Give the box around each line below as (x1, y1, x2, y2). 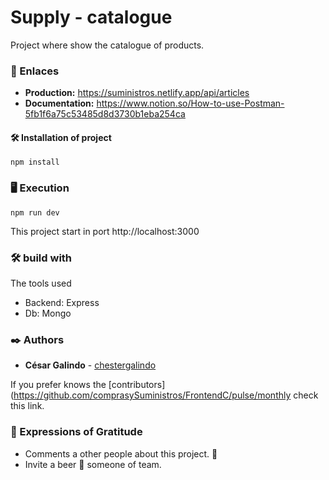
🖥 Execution (10, 181, 70, 195)
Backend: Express (24, 297, 100, 309)
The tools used (10, 277, 72, 290)
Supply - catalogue (10, 6, 173, 29)
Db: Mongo (24, 307, 72, 320)
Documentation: (24, 97, 95, 110)
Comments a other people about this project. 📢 (24, 447, 218, 460)
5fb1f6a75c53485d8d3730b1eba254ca (24, 108, 186, 120)
